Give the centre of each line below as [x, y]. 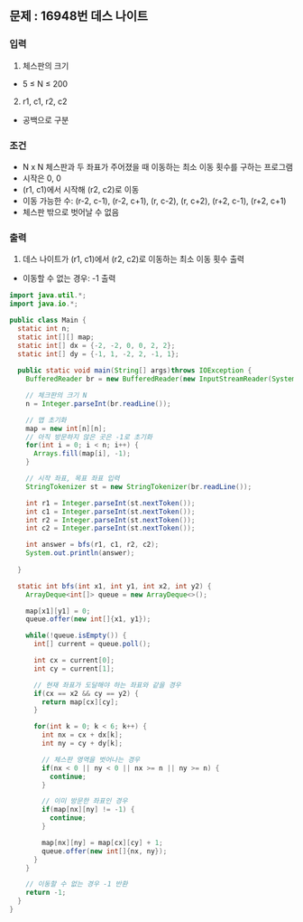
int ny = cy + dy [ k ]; [83, 744]
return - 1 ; [46, 893]
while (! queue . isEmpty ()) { [76, 635]
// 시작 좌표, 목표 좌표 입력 [73, 479]
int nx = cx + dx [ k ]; [83, 735]
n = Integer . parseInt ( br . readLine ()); [98, 404]
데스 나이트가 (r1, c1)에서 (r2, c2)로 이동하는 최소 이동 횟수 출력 [133, 259]
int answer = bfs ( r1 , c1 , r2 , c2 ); [92, 545]
